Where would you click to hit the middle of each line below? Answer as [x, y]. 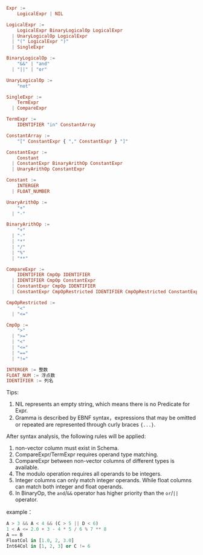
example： [20, 512]
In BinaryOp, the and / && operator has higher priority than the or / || [97, 493]
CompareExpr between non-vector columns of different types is [95, 461]
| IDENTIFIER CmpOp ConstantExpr [54, 281]
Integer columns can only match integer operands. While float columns [103, 480]
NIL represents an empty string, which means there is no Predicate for [102, 404]
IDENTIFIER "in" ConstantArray [56, 125]
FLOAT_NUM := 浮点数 [31, 375]
